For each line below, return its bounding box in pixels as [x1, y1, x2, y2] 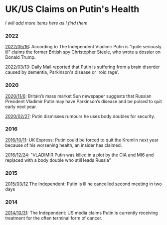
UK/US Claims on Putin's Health [5, 3, 140, 15]
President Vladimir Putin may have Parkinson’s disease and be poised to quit [5, 98, 162, 104]
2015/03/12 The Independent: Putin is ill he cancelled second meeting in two [5, 181, 162, 187]
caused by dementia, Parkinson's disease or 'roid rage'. [5, 69, 120, 75]
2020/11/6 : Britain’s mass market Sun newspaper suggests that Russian [5, 93, 152, 99]
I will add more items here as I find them [5, 20, 88, 26]
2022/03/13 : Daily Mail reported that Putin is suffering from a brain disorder [5, 64, 160, 70]
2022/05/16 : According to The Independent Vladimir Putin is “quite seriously [5, 44, 162, 50]
